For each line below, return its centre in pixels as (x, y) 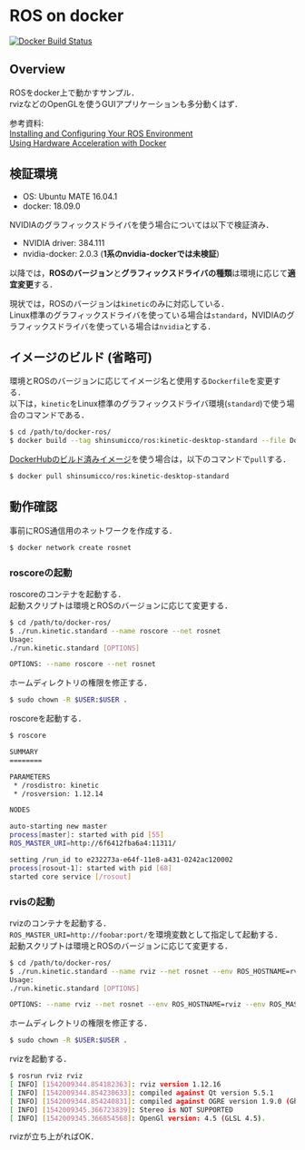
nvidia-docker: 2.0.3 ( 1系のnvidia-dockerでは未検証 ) (121, 253)
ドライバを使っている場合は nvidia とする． (136, 326)
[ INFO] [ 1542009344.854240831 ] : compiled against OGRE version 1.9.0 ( (150, 1101)
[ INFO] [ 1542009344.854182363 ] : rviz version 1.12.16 (115, 1085)
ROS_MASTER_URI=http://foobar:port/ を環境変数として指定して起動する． (146, 934)
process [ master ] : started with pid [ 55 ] (87, 835)
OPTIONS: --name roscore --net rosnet (83, 664)
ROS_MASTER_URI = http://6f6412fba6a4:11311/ (93, 844)
